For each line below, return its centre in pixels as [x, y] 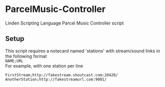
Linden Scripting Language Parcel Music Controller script [65, 23]
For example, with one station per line [44, 65]
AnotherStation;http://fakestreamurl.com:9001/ [56, 79]
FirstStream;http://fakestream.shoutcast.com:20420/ [62, 75]
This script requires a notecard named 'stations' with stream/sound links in [82, 50]
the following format [26, 56]
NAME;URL [14, 61]
